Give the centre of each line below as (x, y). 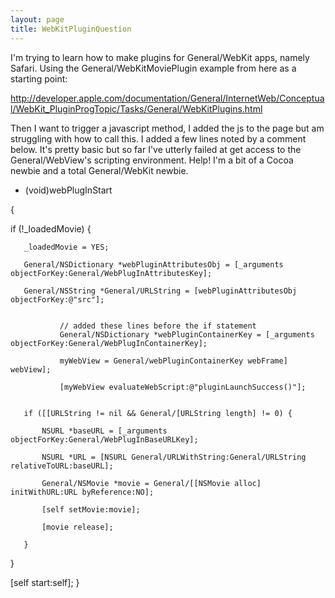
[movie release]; (77, 527)
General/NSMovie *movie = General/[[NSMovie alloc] (151, 483)
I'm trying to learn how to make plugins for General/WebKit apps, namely (160, 57)
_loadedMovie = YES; (66, 247)
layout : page (37, 19)
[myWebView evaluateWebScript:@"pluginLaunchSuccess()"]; (183, 387)
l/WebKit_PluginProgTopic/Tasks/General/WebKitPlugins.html (136, 108)
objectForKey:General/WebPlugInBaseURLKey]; (104, 439)
